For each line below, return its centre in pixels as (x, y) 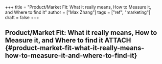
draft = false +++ (22, 17)
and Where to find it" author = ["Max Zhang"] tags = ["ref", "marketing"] (78, 12)
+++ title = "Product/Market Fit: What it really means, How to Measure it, (78, 7)
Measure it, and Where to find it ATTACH (68, 40)
